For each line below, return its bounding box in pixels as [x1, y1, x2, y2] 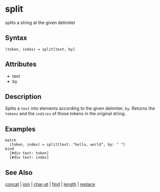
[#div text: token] [9, 151, 49, 156]
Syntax [5, 34, 27, 42]
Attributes [5, 60, 37, 69]
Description [5, 92, 41, 101]
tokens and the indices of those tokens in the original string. [5, 111, 126, 117]
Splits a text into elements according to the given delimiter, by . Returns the [5, 105, 155, 111]
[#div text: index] [9, 155, 49, 160]
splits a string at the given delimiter [5, 20, 76, 25]
